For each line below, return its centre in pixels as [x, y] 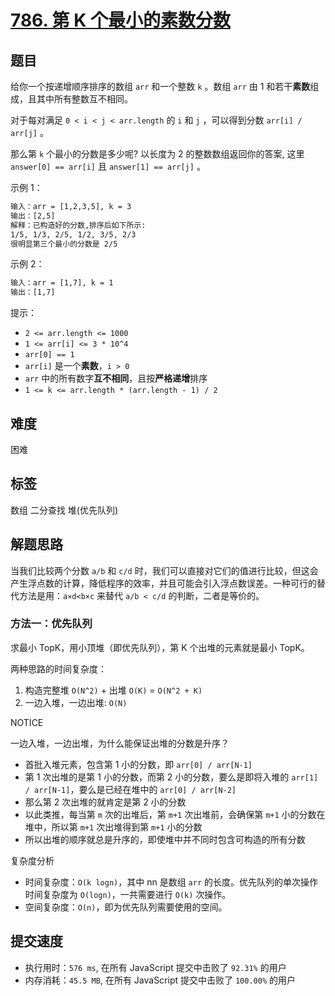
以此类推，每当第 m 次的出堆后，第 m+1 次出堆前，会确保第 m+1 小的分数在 [175, 814]
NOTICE [27, 722]
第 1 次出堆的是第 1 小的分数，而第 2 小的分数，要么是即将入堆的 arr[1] [171, 777]
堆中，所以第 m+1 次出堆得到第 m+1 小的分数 [113, 827]
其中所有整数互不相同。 [84, 99]
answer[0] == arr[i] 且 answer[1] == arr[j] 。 [108, 166]
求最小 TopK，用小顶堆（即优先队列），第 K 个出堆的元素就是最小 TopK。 [160, 647]
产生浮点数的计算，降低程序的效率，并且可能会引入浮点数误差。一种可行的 [163, 583]
